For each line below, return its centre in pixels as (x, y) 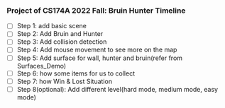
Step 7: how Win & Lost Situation (65, 81)
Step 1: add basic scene (51, 26)
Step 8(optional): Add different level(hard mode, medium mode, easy (117, 89)
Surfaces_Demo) (42, 66)
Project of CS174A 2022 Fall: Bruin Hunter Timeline (96, 11)
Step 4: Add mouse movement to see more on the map (97, 50)
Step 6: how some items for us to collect (76, 73)
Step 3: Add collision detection (62, 42)
